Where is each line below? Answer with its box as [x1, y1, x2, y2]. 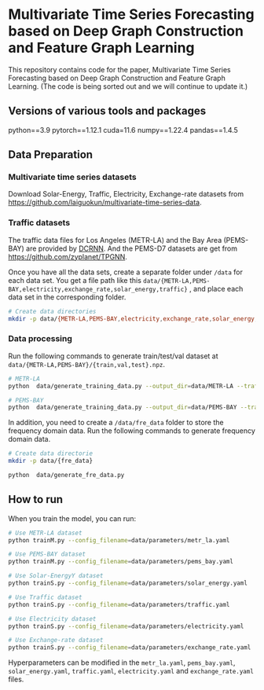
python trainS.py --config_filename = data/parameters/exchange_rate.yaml [8, 644, 251, 651]
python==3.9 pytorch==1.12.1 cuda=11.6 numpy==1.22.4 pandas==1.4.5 [8, 125, 238, 134]
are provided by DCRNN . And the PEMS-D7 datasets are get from [26, 244, 238, 253]
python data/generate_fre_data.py [8, 472, 125, 479]
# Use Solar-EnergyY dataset [8, 572, 104, 580]
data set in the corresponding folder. [8, 292, 126, 302]
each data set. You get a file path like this [8, 275, 141, 284]
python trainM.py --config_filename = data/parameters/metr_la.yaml [8, 536, 230, 544]
